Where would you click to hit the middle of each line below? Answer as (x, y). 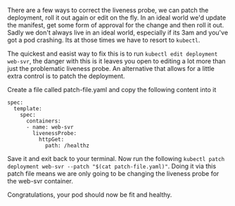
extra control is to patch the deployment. (66, 76)
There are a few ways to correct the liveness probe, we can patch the (108, 10)
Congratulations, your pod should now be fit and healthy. (90, 195)
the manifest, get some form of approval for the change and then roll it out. (116, 25)
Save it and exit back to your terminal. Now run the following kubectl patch (116, 159)
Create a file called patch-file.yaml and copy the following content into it (112, 90)
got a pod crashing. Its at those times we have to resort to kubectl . (104, 40)
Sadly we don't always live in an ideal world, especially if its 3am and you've (118, 32)
